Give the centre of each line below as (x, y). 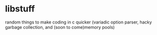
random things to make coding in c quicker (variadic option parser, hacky (78, 22)
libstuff (20, 9)
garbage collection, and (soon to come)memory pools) (60, 27)
